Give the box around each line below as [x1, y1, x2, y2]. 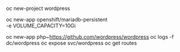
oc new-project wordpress [6, 5, 70, 12]
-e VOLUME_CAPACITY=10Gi [6, 23, 76, 29]
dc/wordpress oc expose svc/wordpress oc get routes [6, 40, 137, 46]
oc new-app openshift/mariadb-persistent [6, 16, 108, 23]
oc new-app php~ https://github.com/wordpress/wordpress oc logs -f [6, 34, 174, 40]
